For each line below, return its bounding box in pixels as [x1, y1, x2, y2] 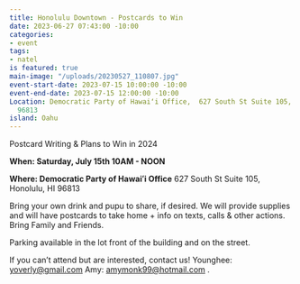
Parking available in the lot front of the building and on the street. [9, 237, 250, 248]
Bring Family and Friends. [9, 220, 105, 231]
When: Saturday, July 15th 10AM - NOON [9, 156, 166, 167]
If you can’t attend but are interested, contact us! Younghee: [9, 254, 232, 266]
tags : [9, 47, 30, 56]
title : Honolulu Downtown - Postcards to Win [9, 13, 183, 23]
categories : [9, 30, 54, 39]
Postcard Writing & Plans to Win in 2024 [9, 139, 158, 150]
